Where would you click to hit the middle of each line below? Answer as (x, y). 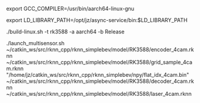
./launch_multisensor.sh (35, 43)
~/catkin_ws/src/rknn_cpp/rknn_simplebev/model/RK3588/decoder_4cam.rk (100, 81)
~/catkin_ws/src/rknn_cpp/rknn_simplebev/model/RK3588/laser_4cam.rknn (99, 94)
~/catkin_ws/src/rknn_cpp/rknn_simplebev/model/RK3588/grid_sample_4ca (99, 62)
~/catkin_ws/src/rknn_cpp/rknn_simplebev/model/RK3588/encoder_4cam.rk (100, 49)
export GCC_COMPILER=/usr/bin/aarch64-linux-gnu (70, 9)
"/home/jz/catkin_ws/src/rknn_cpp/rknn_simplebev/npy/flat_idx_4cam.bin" (98, 75)
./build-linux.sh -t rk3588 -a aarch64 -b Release (65, 32)
